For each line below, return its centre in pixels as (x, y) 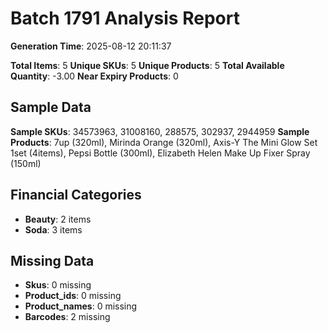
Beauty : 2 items (58, 219)
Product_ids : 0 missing (73, 296)
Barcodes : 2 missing (67, 317)
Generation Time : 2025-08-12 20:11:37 (91, 46)
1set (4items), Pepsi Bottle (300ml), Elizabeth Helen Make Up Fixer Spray (160, 153)
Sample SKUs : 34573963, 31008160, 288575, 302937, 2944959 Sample (160, 131)
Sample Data (51, 107)
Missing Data (52, 260)
